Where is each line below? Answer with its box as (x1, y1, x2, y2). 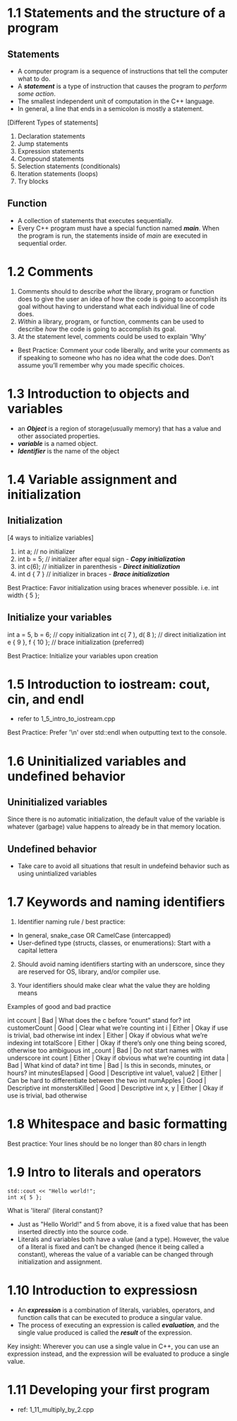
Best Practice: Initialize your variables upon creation (7, 651, 159, 660)
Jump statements (17, 139, 68, 148)
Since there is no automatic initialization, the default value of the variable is (7, 815, 226, 824)
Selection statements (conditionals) (17, 162, 121, 171)
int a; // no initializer (17, 547, 75, 556)
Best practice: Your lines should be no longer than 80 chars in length (7, 1139, 207, 1148)
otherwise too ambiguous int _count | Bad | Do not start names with (7, 1046, 203, 1055)
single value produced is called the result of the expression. (17, 1328, 193, 1337)
